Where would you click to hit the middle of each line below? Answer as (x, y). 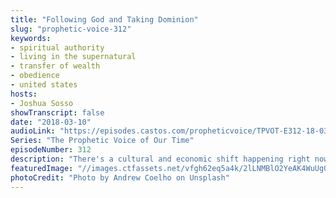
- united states (44, 85)
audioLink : (33, 131)
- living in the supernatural (73, 57)
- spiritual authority (57, 47)
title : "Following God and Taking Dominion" (104, 19)
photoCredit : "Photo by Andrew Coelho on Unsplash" (120, 177)
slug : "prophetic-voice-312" (71, 29)
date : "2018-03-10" (51, 122)
